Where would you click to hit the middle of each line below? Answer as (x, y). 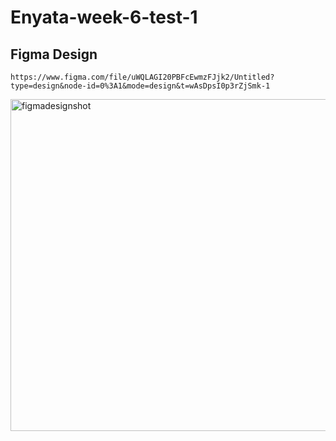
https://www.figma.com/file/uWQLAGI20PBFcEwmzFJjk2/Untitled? (142, 77)
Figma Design (54, 54)
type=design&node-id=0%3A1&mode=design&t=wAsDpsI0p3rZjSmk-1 (140, 86)
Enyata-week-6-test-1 (104, 17)
